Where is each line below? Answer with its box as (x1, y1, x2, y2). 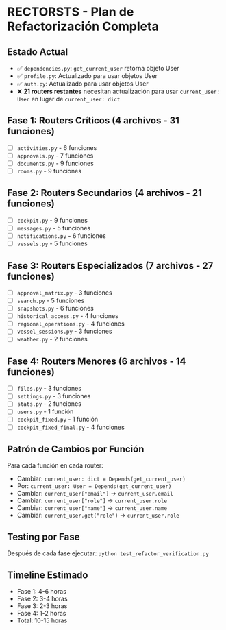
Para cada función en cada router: (7, 461, 104, 470)
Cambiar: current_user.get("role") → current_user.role (16, 511, 179, 520)
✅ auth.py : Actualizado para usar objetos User (16, 80, 149, 88)
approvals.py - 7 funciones (16, 152, 94, 160)
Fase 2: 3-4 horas (16, 594, 68, 603)
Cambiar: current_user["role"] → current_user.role (16, 496, 168, 505)
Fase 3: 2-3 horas (16, 602, 68, 610)
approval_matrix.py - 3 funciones (16, 289, 112, 297)
